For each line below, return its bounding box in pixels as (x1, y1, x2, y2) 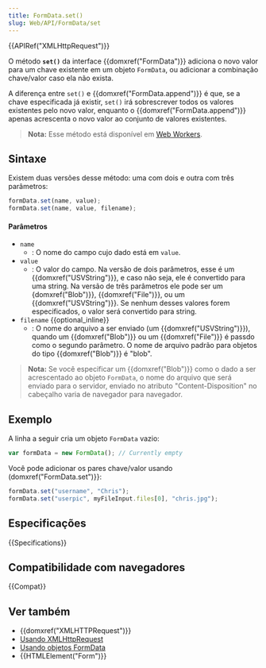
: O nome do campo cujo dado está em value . (31, 248, 181, 257)
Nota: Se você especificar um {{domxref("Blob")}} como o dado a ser (27, 365, 256, 374)
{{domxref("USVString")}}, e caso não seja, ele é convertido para (31, 273, 246, 283)
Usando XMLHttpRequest (19, 635, 104, 644)
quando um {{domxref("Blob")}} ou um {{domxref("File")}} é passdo (31, 332, 256, 342)
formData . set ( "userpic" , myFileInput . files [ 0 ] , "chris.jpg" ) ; (8, 494, 218, 503)
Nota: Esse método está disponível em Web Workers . (27, 129, 202, 139)
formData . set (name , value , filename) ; (8, 204, 137, 213)
